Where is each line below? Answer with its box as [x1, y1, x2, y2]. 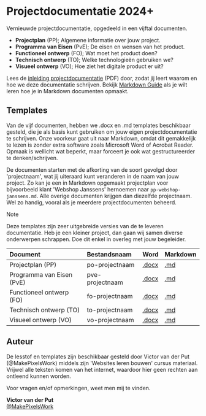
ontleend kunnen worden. [6, 372, 72, 380]
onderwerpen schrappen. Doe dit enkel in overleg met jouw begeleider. [6, 235, 186, 243]
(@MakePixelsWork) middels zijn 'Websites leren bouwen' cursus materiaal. [6, 359, 198, 366]
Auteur [6, 336, 34, 347]
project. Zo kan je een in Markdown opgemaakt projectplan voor [6, 179, 169, 187]
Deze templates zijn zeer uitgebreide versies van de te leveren [6, 222, 164, 229]
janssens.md [6, 193, 37, 199]
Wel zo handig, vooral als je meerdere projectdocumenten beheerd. [6, 198, 177, 206]
